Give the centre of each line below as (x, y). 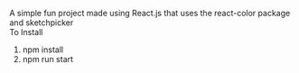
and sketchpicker (42, 23)
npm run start (48, 59)
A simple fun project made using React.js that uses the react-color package (150, 13)
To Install (26, 32)
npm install (43, 50)
